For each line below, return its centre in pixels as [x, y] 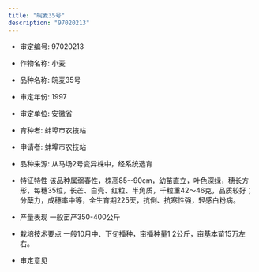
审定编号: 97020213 [52, 46]
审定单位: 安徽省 [46, 113]
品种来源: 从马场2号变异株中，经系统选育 [86, 163]
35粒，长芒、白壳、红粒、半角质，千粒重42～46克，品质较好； [150, 190]
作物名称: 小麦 [42, 63]
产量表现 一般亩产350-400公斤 [70, 217]
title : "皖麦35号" [37, 15]
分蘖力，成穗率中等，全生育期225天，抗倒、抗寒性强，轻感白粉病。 [130, 200]
